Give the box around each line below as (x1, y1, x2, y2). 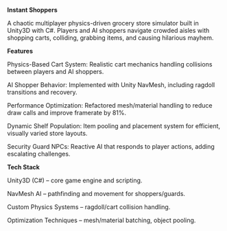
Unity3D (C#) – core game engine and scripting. (7, 176, 143, 184)
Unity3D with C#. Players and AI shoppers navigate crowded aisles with (7, 27, 210, 34)
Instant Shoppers (7, 6, 58, 14)
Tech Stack (7, 163, 40, 171)
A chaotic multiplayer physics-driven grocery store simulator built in (7, 19, 199, 27)
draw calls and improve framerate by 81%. (7, 109, 127, 117)
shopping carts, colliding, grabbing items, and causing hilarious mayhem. (7, 34, 214, 42)
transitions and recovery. (7, 88, 77, 96)
